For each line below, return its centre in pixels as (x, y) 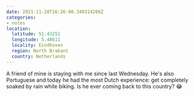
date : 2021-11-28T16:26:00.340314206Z (55, 12)
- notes (16, 23)
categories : (21, 17)
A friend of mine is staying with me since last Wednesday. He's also (90, 73)
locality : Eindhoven (37, 46)
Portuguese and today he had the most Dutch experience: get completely (97, 80)
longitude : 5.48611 (36, 40)
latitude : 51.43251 (36, 34)
